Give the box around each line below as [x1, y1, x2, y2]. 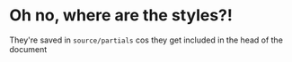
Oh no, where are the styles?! [9, 5, 234, 26]
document [9, 43, 48, 54]
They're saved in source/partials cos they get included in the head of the [9, 35, 283, 45]
